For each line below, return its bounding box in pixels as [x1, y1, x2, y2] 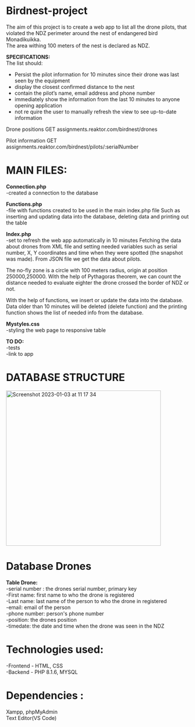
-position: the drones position [6, 616, 77, 623]
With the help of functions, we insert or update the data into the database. [6, 296, 183, 303]
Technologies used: [6, 643, 104, 656]
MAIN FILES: [6, 164, 68, 177]
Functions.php [6, 200, 42, 207]
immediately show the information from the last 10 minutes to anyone [14, 95, 180, 103]
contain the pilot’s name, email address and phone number [14, 89, 155, 96]
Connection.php [6, 183, 47, 190]
